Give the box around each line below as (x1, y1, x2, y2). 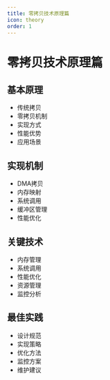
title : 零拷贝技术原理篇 (7, 10, 70, 17)
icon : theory (7, 16, 44, 23)
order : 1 (7, 23, 32, 30)
